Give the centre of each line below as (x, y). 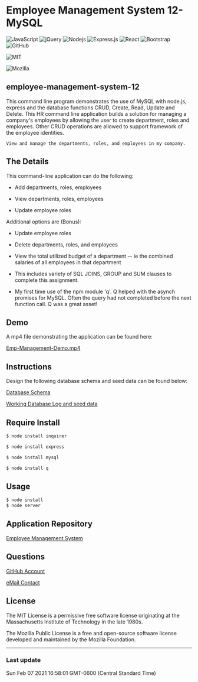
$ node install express (35, 447)
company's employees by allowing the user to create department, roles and (98, 120)
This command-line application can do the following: (70, 176)
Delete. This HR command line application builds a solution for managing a (96, 113)
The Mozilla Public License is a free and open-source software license (91, 633)
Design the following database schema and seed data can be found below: (97, 381)
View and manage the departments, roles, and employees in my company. (96, 143)
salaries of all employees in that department (68, 262)
